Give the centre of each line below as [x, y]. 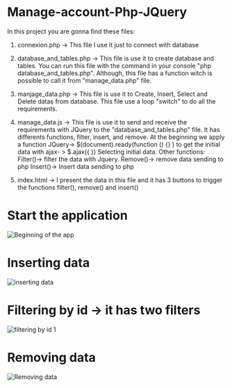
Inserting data [49, 263]
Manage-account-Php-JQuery [97, 12]
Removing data [51, 357]
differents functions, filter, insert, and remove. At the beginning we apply [121, 137]
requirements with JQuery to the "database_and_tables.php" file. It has [118, 129]
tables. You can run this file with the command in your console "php [114, 65]
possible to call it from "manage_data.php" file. [84, 80]
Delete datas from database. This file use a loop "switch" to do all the [116, 101]
